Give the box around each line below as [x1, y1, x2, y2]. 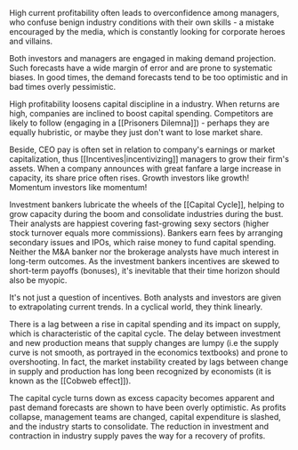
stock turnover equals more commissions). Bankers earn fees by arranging [9, 228, 283, 238]
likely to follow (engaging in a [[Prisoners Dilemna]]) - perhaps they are [9, 117, 270, 128]
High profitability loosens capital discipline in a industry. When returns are [9, 99, 280, 109]
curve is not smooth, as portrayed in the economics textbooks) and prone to [9, 347, 288, 358]
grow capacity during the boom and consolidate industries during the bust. [9, 209, 284, 219]
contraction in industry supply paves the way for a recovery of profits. [9, 430, 266, 441]
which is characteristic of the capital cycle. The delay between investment [9, 328, 281, 339]
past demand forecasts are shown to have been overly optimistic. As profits [9, 402, 286, 413]
